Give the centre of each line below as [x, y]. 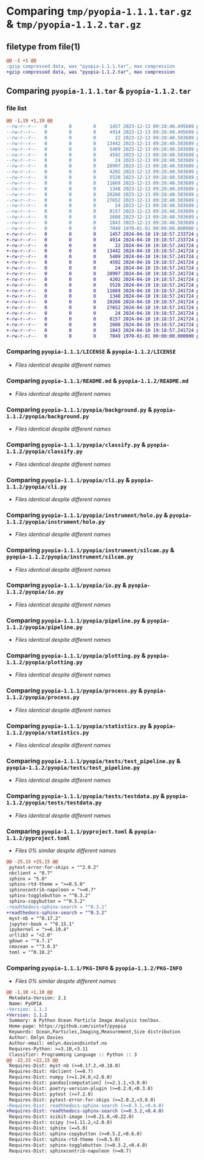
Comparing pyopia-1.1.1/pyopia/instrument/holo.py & [87, 515]
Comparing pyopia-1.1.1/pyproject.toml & [70, 831]
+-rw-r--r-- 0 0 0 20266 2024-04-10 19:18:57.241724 [100, 302]
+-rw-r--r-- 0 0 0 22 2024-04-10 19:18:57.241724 [100, 245]
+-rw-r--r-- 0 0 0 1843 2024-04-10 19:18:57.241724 [100, 330]
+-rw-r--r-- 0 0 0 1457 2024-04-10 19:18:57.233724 [100, 234]
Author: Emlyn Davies [36, 1038]
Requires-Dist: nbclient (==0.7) [51, 1072]
